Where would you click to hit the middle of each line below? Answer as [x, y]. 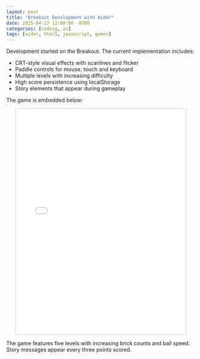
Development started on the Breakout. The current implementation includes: [100, 51]
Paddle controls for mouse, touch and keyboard [74, 69]
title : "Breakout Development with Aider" [60, 17]
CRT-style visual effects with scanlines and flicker [77, 63]
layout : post [23, 12]
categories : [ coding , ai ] [38, 29]
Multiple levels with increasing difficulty [64, 76]
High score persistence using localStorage [68, 82]
